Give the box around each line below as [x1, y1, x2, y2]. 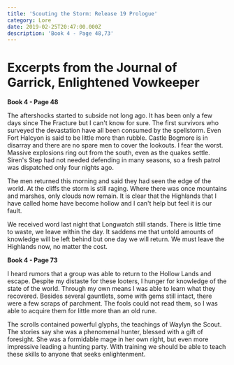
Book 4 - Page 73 [7, 256, 58, 264]
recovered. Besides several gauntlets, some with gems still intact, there [7, 292, 212, 301]
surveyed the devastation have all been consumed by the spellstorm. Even [7, 127, 221, 135]
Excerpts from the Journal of [7, 60, 177, 76]
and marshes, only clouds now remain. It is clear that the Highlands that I [7, 192, 217, 200]
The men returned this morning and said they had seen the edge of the [7, 177, 212, 185]
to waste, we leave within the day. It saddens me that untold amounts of [7, 228, 214, 236]
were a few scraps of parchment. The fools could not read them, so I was [7, 299, 218, 308]
